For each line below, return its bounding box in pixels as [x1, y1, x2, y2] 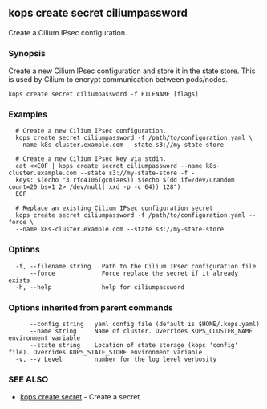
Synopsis [8, 47, 46, 59]
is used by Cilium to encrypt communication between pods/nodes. [8, 75, 229, 84]
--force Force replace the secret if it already [29, 269, 239, 277]
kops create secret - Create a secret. [19, 392, 142, 402]
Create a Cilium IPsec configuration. [8, 27, 127, 37]
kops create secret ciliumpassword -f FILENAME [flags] [8, 90, 199, 99]
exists [8, 276, 30, 284]
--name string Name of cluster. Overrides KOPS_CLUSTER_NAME [29, 327, 253, 335]
